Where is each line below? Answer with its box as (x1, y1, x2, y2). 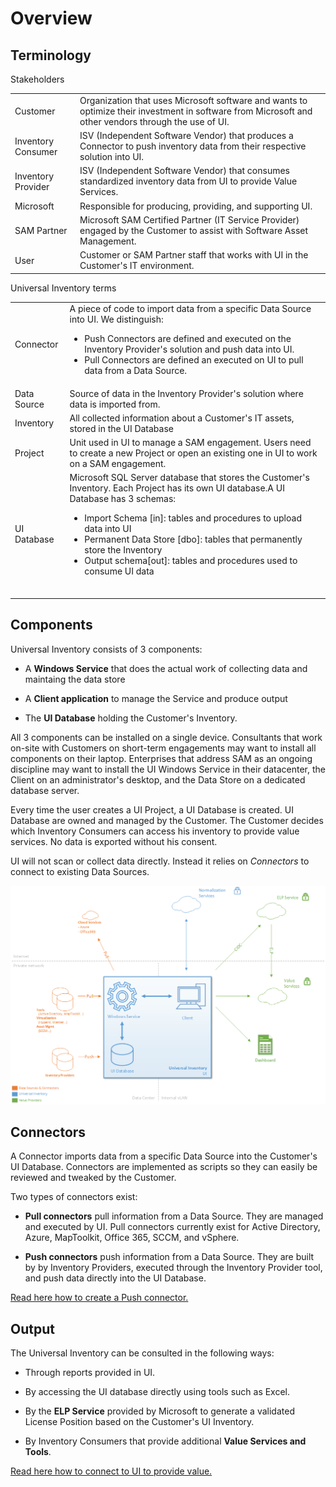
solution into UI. (79, 151, 145, 162)
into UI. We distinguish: (69, 313, 164, 326)
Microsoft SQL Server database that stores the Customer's (69, 472, 310, 484)
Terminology (10, 47, 92, 64)
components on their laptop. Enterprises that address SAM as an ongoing (10, 752, 313, 764)
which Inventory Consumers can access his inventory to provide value (10, 825, 300, 837)
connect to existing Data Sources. (10, 865, 150, 877)
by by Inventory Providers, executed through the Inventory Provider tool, (24, 1262, 323, 1274)
